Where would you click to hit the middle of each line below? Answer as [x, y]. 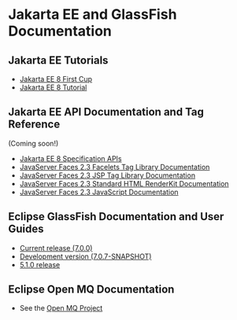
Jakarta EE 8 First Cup [56, 79]
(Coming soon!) [33, 143]
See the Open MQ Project [61, 308]
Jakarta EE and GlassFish [93, 15]
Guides [26, 229]
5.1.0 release [40, 264]
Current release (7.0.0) [56, 248]
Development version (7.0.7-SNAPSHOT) [85, 256]
